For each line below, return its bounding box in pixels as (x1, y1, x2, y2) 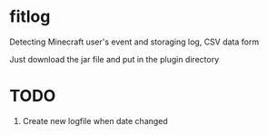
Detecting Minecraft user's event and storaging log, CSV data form (9, 36, 260, 47)
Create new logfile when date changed (22, 115, 168, 126)
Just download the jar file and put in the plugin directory (9, 53, 220, 64)
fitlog (9, 6, 51, 27)
